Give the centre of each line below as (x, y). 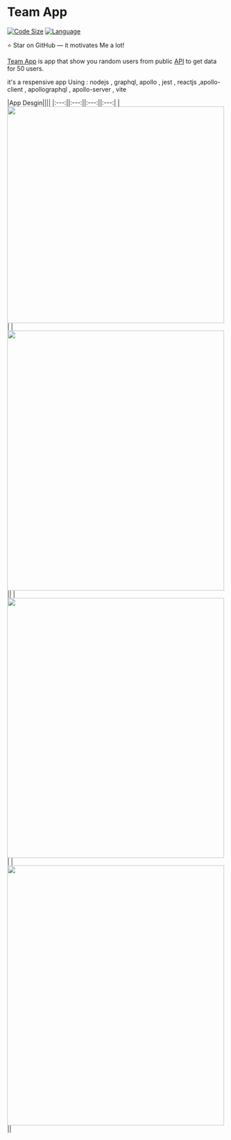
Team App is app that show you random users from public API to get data (112, 61)
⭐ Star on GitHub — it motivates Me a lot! (66, 45)
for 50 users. (25, 68)
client (15, 89)
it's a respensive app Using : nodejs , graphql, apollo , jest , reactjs (102, 82)
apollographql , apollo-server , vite (77, 89)
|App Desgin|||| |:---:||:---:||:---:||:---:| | (63, 103)
